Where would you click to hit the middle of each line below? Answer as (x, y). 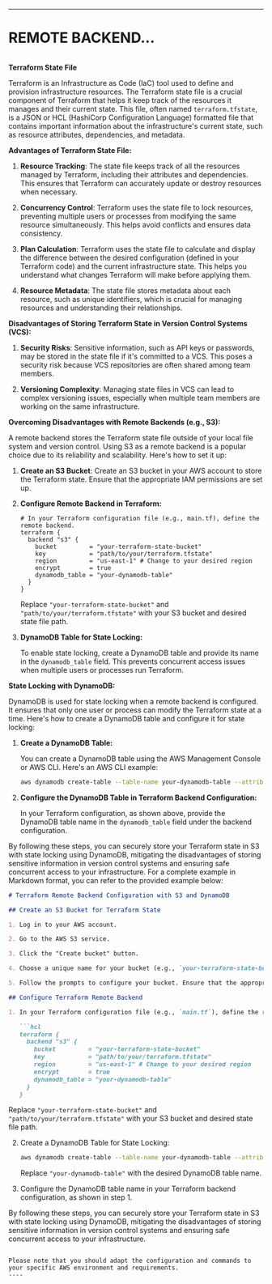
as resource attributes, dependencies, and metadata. (97, 134)
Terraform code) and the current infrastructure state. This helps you (133, 266)
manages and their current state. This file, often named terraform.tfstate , (133, 108)
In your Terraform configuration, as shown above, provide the (123, 813)
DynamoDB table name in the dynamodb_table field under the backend (136, 822)
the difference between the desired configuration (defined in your (130, 257)
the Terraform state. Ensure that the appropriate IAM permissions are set (141, 479)
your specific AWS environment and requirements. (94, 1268)
